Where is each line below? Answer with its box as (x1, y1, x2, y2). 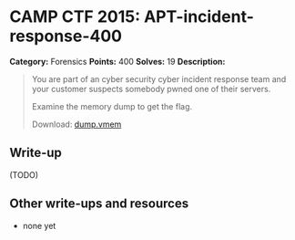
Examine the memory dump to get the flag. (31, 100, 193, 111)
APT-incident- (144, 6, 255, 27)
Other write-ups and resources (9, 196, 189, 212)
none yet (22, 220, 56, 231)
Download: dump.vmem (31, 119, 122, 130)
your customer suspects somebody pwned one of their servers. (31, 83, 271, 94)
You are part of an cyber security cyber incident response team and (31, 73, 287, 84)
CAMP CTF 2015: (9, 6, 141, 27)
